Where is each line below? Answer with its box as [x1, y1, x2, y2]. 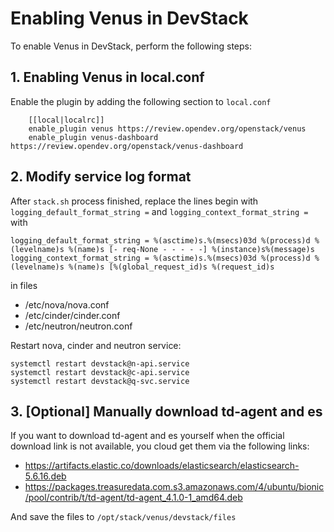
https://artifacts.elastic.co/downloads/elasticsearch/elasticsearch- [24, 460, 300, 472]
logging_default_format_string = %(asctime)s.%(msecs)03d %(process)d [10, 235, 311, 246]
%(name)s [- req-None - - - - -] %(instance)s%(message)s [68, 244, 315, 254]
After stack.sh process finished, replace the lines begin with [10, 195, 259, 207]
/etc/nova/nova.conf [24, 298, 110, 311]
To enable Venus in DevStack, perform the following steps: [10, 40, 252, 52]
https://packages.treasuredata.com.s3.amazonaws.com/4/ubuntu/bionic [24, 481, 325, 493]
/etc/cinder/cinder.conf [24, 309, 121, 321]
